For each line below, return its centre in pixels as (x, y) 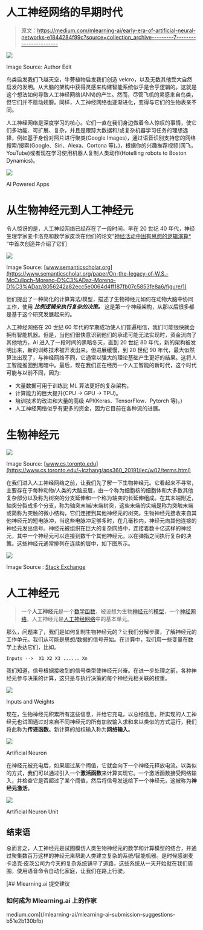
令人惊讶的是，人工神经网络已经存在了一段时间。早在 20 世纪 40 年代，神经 (101, 228)
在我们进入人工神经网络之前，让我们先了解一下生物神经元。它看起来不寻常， (101, 483)
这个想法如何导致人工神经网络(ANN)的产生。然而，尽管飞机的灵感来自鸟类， (101, 94)
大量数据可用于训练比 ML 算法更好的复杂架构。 (73, 385)
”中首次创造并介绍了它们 (37, 243)
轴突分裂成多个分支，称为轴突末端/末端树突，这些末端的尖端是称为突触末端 (100, 505)
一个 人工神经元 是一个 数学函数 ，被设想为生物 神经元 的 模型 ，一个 (100, 611)
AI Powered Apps (28, 184)
